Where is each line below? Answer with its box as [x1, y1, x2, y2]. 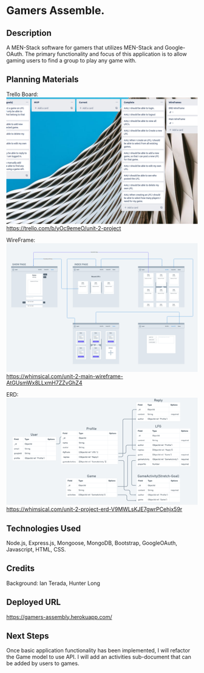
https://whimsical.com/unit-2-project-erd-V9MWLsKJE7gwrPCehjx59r [6, 505, 183, 513]
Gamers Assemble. [6, 4, 105, 18]
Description [6, 28, 52, 38]
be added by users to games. [6, 660, 80, 667]
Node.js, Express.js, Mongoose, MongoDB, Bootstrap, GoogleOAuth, [6, 539, 178, 547]
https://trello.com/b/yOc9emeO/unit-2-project [6, 224, 121, 231]
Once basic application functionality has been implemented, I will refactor [6, 647, 190, 654]
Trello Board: [6, 91, 38, 98]
